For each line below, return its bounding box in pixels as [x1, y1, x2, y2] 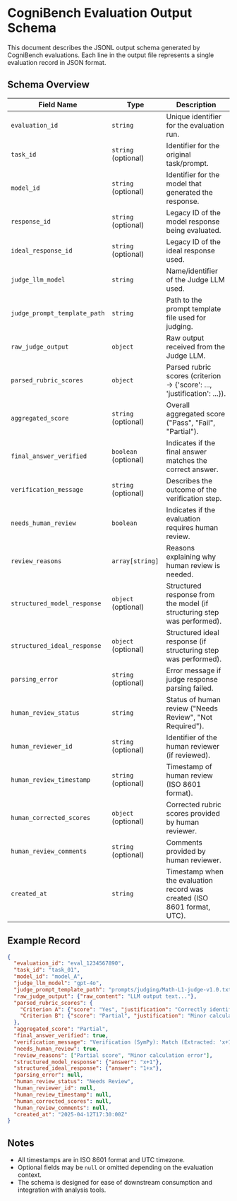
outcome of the [166, 485, 217, 495]
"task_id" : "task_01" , [13, 967, 80, 974]
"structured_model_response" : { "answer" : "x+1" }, [13, 1058, 162, 1066]
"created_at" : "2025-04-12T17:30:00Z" [13, 1111, 128, 1118]
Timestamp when [166, 867, 224, 876]
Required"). [166, 721, 205, 731]
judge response [166, 674, 219, 684]
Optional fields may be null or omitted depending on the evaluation [17, 1163, 214, 1172]
